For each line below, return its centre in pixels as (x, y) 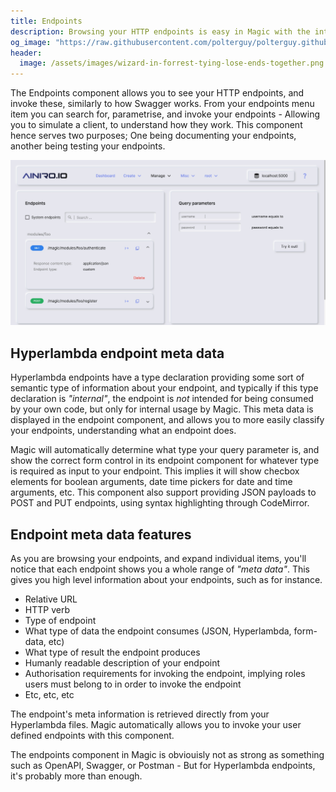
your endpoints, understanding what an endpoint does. (123, 431)
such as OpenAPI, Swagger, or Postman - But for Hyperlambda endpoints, (163, 766)
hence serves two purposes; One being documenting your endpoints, (153, 136)
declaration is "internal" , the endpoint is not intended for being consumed (162, 399)
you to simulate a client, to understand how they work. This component (156, 125)
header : (26, 53)
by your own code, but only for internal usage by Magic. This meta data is (162, 409)
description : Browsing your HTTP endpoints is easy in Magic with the (160, 31)
